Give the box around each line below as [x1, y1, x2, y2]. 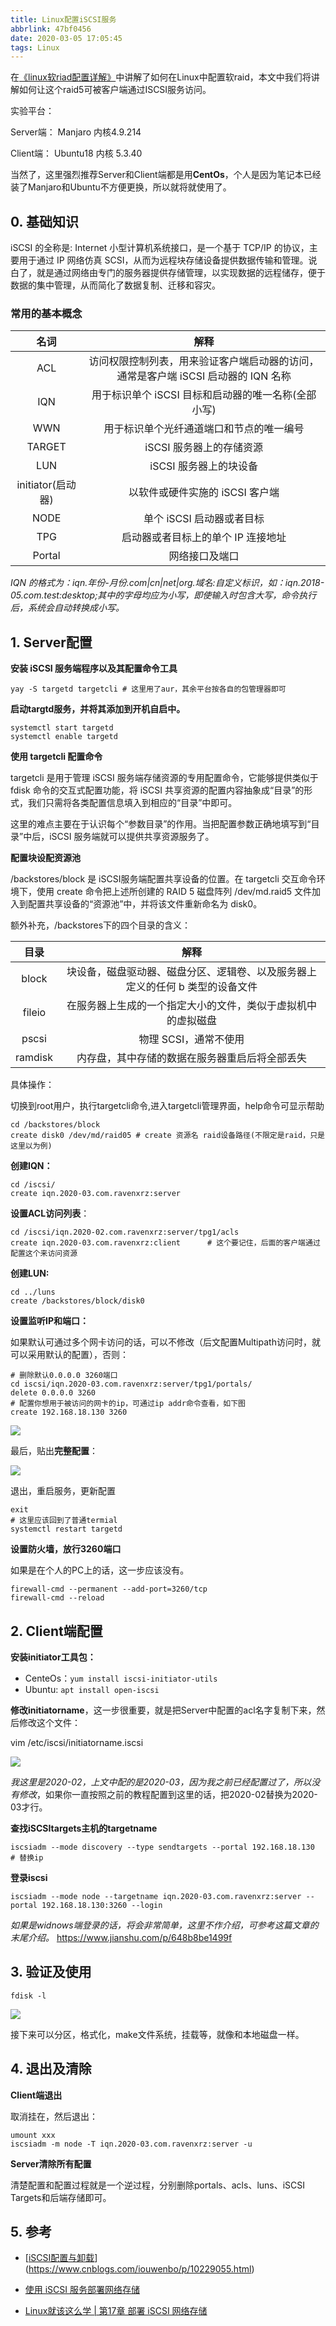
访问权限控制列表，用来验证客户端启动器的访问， [88, 354, 320, 368]
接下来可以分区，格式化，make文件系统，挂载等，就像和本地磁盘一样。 [10, 2028, 305, 2040]
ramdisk [15, 1051, 53, 1065]
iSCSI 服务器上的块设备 [149, 459, 258, 473]
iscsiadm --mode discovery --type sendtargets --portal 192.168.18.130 [10, 1842, 315, 1852]
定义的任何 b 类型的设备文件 [125, 980, 258, 994]
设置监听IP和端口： [10, 1315, 90, 1327]
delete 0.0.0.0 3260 [10, 1388, 97, 1398]
